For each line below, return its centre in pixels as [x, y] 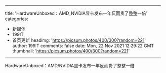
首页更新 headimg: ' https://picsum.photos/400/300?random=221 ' [79, 40]
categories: [17, 19]
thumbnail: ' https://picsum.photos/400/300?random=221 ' [71, 51]
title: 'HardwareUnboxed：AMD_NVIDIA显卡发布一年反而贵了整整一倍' [76, 13]
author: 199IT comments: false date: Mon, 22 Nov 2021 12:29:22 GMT [83, 46]
